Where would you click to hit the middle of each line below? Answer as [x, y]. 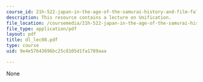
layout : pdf [21, 34]
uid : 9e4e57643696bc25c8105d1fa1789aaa [56, 51]
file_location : [25, 23]
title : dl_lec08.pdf [32, 40]
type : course [23, 46]
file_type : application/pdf [42, 29]
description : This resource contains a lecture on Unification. [89, 17]
